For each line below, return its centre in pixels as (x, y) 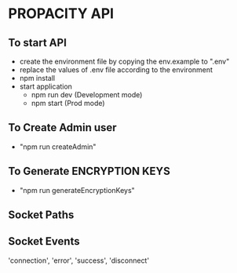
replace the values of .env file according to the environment (116, 70)
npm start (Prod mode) (68, 103)
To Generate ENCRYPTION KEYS (89, 171)
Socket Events (44, 241)
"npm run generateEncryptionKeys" (77, 190)
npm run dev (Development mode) (87, 95)
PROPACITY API (61, 14)
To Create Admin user (62, 127)
